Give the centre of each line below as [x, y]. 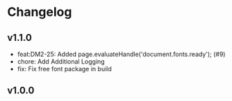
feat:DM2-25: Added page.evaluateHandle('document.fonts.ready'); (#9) [121, 54]
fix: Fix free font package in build [65, 69]
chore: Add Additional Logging [61, 62]
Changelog [40, 12]
